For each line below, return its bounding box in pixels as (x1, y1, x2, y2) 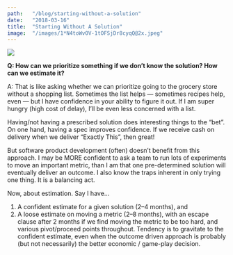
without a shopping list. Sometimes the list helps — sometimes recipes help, (7, 90, 225, 98)
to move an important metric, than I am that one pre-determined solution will (7, 161, 226, 170)
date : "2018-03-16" (7, 17, 70, 24)
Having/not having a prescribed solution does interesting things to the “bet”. (7, 118, 225, 126)
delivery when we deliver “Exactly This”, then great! (7, 133, 155, 141)
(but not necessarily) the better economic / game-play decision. (17, 240, 201, 248)
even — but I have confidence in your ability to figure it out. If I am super (7, 97, 214, 106)
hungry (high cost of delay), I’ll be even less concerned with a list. (7, 105, 196, 113)
